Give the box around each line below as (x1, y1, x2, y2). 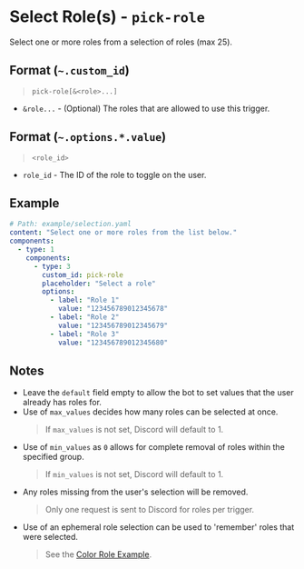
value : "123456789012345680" (57, 338, 169, 347)
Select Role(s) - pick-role (9, 6, 206, 27)
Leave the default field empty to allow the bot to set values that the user (22, 387, 295, 398)
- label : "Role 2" (49, 313, 120, 322)
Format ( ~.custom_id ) (9, 63, 130, 78)
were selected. (22, 532, 79, 543)
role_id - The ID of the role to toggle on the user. (22, 169, 207, 180)
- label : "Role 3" (49, 329, 120, 338)
